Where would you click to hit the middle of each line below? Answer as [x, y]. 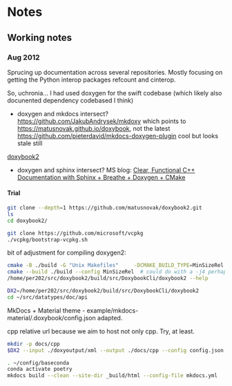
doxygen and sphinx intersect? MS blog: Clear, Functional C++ [106, 169]
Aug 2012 [23, 57]
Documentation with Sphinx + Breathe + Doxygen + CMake [101, 177]
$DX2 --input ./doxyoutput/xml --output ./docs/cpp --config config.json [116, 350]
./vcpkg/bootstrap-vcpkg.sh [48, 239]
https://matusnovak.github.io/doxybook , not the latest [94, 128]
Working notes [40, 38]
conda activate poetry [40, 369]
